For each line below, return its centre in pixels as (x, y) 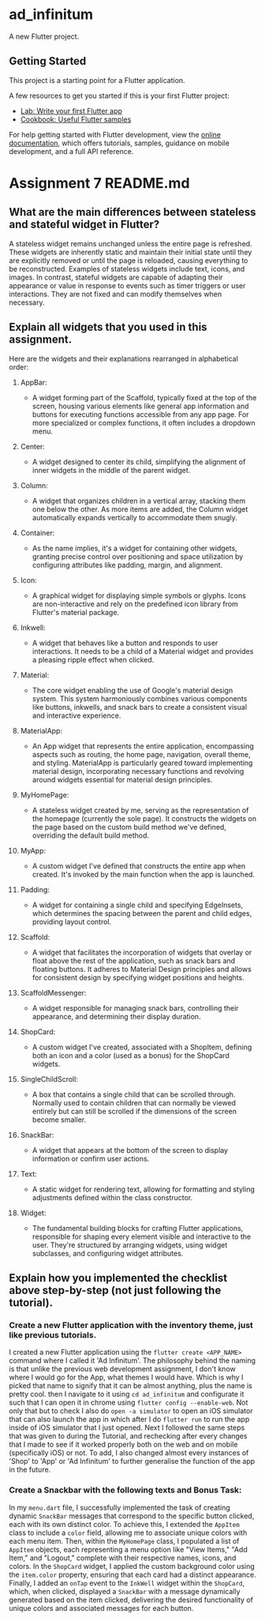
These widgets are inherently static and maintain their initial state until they (131, 252)
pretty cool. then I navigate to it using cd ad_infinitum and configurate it (127, 1394)
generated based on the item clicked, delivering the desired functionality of (131, 1600)
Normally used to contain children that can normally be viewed (134, 1102)
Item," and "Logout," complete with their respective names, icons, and (123, 1558)
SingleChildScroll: (49, 1079)
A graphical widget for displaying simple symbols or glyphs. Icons (139, 595)
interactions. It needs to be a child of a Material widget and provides (143, 651)
